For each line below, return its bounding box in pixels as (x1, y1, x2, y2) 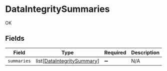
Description (130, 49, 160, 56)
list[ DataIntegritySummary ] (35, 57, 100, 64)
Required (104, 49, 126, 56)
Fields (5, 34, 25, 43)
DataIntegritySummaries (5, 3, 110, 15)
